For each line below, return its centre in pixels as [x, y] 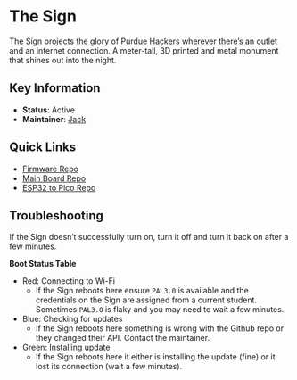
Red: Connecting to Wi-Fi [69, 281]
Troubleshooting [57, 215]
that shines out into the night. [63, 60]
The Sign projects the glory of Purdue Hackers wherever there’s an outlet [144, 41]
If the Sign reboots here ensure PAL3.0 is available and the [142, 291]
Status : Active [49, 110]
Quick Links [43, 148]
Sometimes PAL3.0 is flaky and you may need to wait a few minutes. [160, 310]
